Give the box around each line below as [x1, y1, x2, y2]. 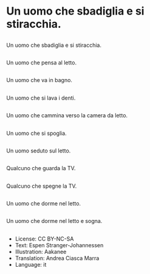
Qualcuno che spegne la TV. [6, 182, 77, 190]
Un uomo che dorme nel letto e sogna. [6, 217, 103, 225]
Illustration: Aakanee [15, 248, 67, 255]
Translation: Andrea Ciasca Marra [15, 254, 100, 262]
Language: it [15, 261, 47, 268]
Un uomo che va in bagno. [6, 77, 73, 84]
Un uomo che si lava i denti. [6, 94, 76, 101]
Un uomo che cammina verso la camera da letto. [6, 112, 128, 119]
